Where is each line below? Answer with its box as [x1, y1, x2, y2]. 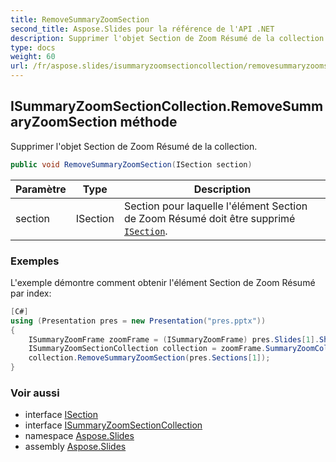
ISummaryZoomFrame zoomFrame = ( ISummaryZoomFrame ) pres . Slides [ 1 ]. [28, 334, 320, 345]
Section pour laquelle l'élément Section [123, 199, 308, 213]
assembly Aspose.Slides [24, 441, 127, 453]
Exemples [10, 254, 60, 268]
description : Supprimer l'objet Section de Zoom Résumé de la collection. [10, 33, 329, 43]
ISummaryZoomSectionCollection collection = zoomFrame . [28, 344, 267, 354]
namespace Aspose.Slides [24, 430, 135, 442]
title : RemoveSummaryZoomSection [10, 14, 150, 25]
